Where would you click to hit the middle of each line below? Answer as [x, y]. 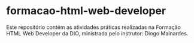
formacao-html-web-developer [86, 11]
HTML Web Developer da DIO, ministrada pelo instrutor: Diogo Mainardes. [97, 33]
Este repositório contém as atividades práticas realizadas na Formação [94, 27]
